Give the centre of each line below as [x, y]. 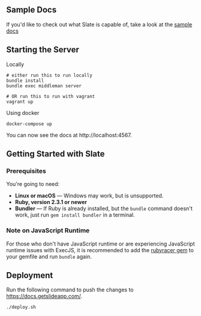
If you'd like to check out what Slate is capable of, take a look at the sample [99, 24]
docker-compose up [29, 124]
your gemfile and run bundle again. [49, 256]
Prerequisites [26, 171]
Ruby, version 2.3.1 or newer [51, 202]
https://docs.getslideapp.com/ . [44, 296]
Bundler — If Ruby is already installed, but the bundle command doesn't [104, 209]
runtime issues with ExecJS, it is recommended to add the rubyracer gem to [100, 250]
